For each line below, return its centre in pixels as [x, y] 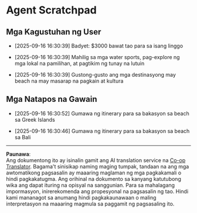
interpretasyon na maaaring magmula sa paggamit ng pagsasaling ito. [90, 204]
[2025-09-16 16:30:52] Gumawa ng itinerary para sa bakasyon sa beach [102, 113]
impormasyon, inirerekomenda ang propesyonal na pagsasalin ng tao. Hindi [97, 191]
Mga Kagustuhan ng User [54, 32]
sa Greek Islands [35, 119]
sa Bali [23, 137]
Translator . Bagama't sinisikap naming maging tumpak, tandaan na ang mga [98, 166]
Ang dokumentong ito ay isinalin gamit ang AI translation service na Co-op [96, 160]
